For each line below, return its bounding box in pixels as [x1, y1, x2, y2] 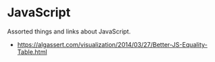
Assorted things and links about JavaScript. [7, 27, 131, 35]
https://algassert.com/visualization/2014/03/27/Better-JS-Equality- [17, 40, 208, 48]
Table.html [17, 48, 48, 56]
